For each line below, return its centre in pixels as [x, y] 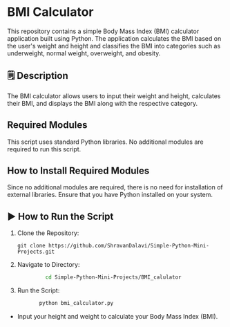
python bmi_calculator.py [76, 303]
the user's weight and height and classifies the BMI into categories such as [114, 46]
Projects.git [36, 252]
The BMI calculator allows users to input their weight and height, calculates [114, 96]
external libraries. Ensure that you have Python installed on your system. [110, 195]
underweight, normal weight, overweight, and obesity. [84, 53]
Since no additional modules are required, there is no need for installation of [115, 187]
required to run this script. [44, 149]
